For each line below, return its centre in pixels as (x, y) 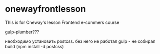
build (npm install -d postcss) (35, 46)
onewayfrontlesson (46, 9)
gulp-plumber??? (22, 32)
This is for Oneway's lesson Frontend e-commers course (62, 22)
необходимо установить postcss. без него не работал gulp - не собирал (80, 41)
